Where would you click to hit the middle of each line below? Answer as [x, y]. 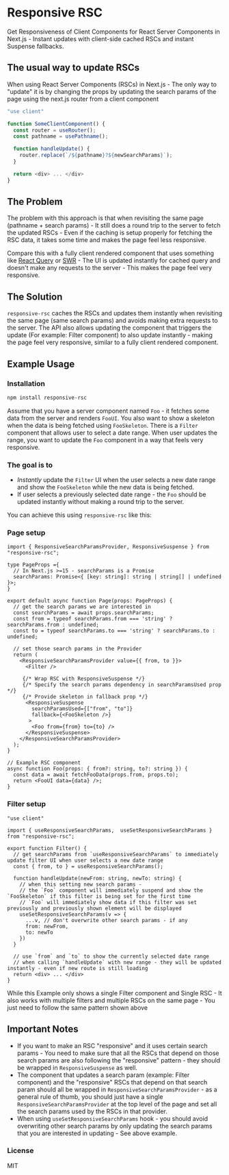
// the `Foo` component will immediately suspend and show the [111, 890]
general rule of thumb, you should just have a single [90, 1097]
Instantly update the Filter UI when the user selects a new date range [116, 480]
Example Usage [41, 364]
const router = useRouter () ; [55, 130]
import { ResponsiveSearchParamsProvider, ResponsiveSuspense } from [108, 547]
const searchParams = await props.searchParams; [84, 613]
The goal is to [30, 465]
